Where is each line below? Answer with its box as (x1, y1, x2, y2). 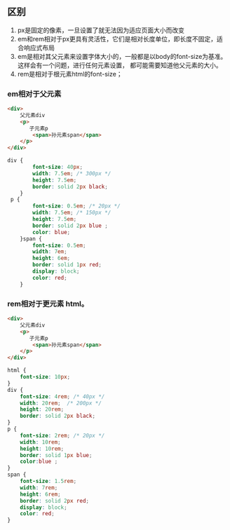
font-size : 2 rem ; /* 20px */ (20, 432, 105, 439)
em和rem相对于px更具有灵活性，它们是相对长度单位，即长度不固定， (17, 34, 217, 43)
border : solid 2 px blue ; (32, 222, 109, 229)
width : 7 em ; (32, 248, 68, 255)
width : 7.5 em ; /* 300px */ (32, 170, 111, 177)
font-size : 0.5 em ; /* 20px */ (32, 203, 121, 210)
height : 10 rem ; (20, 445, 65, 452)
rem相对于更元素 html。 (7, 299, 89, 308)
